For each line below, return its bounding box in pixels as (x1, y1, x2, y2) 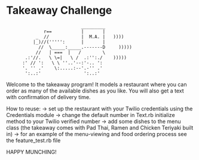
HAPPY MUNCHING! (6, 148, 57, 155)
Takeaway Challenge (6, 4, 112, 17)
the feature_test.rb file (6, 137, 61, 144)
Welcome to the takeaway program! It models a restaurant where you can (6, 81, 187, 88)
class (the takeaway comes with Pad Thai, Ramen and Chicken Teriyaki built (6, 124, 194, 131)
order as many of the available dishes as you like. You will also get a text (6, 87, 184, 94)
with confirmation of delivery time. (6, 93, 91, 100)
